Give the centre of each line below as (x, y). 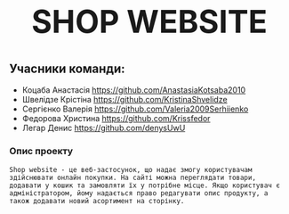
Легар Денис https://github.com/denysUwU (104, 128)
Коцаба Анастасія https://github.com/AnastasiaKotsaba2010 (134, 90)
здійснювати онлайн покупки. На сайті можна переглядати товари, (132, 177)
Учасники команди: (68, 68)
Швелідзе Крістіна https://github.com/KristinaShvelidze (125, 100)
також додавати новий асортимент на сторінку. (97, 201)
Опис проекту (41, 152)
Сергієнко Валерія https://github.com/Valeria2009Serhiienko (135, 109)
